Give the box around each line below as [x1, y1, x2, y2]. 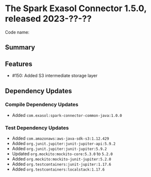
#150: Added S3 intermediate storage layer [12, 73, 98, 79]
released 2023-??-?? [5, 13, 92, 24]
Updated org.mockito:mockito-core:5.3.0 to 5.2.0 [12, 151, 113, 157]
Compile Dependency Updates [5, 101, 78, 108]
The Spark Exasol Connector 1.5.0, [5, 3, 147, 14]
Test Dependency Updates [5, 124, 69, 131]
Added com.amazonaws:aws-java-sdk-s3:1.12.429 [12, 135, 109, 141]
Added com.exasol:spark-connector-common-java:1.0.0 [12, 112, 122, 118]
